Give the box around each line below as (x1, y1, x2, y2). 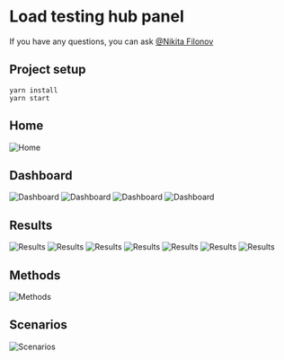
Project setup (9, 62, 87, 77)
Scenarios (9, 317, 67, 333)
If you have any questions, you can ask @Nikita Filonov (9, 36, 214, 47)
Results (9, 217, 53, 233)
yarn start (9, 93, 50, 102)
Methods (9, 268, 61, 283)
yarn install (9, 85, 58, 95)
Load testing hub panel (9, 6, 184, 27)
